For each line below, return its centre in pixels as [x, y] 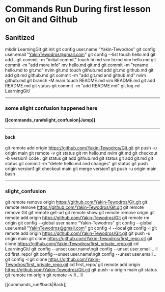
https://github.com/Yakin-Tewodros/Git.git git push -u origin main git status [81, 269]
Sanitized [20, 37]
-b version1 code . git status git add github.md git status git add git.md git [79, 158]
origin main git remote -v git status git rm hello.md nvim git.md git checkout [81, 153]
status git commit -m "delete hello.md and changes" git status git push [77, 164]
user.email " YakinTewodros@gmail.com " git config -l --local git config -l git [81, 228]
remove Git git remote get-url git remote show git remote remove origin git [80, 212]
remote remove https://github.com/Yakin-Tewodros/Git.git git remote [74, 207]
